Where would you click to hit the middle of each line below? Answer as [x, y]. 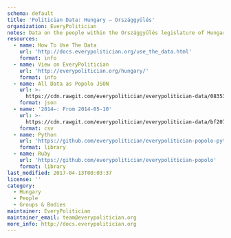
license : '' [24, 179]
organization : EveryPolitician [52, 26]
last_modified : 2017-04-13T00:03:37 [59, 173]
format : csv [36, 128]
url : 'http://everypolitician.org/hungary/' [84, 71]
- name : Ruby [32, 154]
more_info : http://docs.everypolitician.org [72, 224]
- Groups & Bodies [40, 205]
